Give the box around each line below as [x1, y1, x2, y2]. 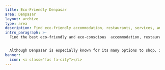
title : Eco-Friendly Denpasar [5, 7, 67, 12]
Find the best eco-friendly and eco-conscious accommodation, [9, 35, 141, 40]
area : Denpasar [5, 12, 36, 17]
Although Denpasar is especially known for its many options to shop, [9, 48, 157, 53]
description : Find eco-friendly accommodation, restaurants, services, [5, 26, 155, 31]
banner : [5, 52, 21, 57]
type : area [5, 21, 27, 26]
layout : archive [5, 16, 38, 21]
